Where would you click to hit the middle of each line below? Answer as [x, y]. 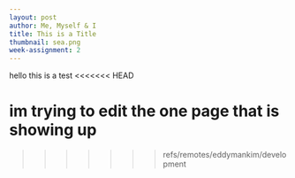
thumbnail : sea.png [45, 42]
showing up [53, 130]
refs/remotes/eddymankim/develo [225, 155]
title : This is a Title [53, 34]
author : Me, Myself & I [53, 26]
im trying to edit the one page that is [144, 111]
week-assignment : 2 [45, 50]
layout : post [33, 17]
